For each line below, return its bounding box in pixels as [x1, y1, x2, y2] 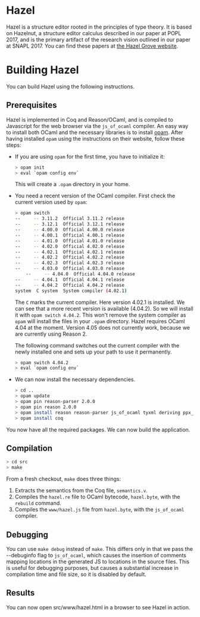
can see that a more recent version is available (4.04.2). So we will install [14, 305, 193, 312]
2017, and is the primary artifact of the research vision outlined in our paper [6, 36, 191, 43]
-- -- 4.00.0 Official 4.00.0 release [14, 227, 125, 233]
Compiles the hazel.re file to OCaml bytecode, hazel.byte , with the [14, 493, 180, 501]
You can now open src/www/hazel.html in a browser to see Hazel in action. [6, 603, 190, 611]
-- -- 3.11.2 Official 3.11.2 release [14, 216, 125, 222]
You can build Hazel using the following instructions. [6, 83, 135, 90]
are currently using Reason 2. [14, 330, 87, 337]
